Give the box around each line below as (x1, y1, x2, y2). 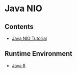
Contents (4, 23, 34, 31)
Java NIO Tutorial (11, 35, 47, 41)
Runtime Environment (4, 49, 73, 58)
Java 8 (11, 62, 26, 69)
